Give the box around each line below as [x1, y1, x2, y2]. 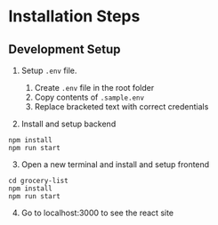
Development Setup [8, 42, 121, 57]
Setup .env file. [20, 65, 77, 76]
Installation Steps [8, 6, 141, 27]
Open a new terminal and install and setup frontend [20, 159, 210, 170]
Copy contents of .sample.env [34, 92, 144, 102]
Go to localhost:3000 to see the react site [20, 207, 174, 218]
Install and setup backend [20, 118, 117, 129]
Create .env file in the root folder [34, 83, 155, 92]
